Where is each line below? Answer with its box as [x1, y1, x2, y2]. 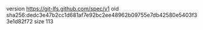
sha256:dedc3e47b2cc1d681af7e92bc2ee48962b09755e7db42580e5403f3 [6, 11, 198, 19]
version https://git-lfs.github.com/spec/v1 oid [6, 5, 119, 12]
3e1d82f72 [6, 18, 33, 25]
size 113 [34, 18, 53, 25]
